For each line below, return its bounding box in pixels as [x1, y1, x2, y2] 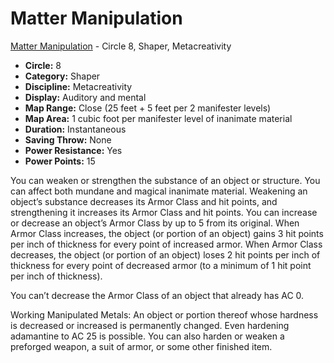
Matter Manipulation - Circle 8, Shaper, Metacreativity [10, 40, 232, 52]
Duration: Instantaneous [24, 123, 127, 135]
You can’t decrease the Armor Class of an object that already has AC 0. [10, 289, 305, 301]
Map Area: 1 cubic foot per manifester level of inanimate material [24, 112, 293, 124]
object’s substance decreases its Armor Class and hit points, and [10, 195, 278, 207]
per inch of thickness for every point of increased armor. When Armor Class [10, 238, 323, 250]
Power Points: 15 [24, 155, 96, 167]
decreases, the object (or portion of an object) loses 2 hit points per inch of [10, 248, 321, 261]
